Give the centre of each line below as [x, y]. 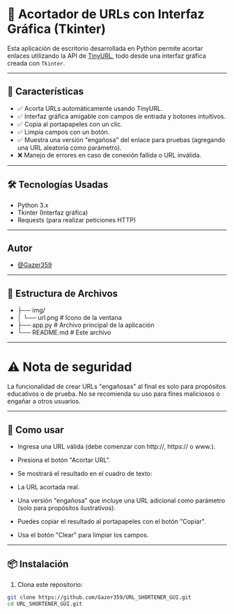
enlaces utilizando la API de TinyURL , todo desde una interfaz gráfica [107, 56]
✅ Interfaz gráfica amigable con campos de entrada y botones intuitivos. [122, 116]
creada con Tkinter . [36, 63]
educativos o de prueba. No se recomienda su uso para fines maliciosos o [114, 394]
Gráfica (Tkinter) [57, 29]
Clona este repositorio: [50, 584]
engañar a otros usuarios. [44, 401]
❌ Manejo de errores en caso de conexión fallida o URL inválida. [109, 155]
